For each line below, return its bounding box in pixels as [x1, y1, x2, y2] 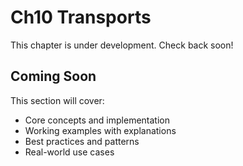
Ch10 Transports [10, 6, 152, 29]
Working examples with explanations [24, 124, 177, 136]
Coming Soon [10, 68, 97, 85]
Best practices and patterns [24, 135, 140, 147]
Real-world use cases [24, 146, 115, 158]
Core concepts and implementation [24, 114, 170, 126]
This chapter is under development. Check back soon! [10, 39, 234, 51]
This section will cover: [10, 94, 105, 106]
